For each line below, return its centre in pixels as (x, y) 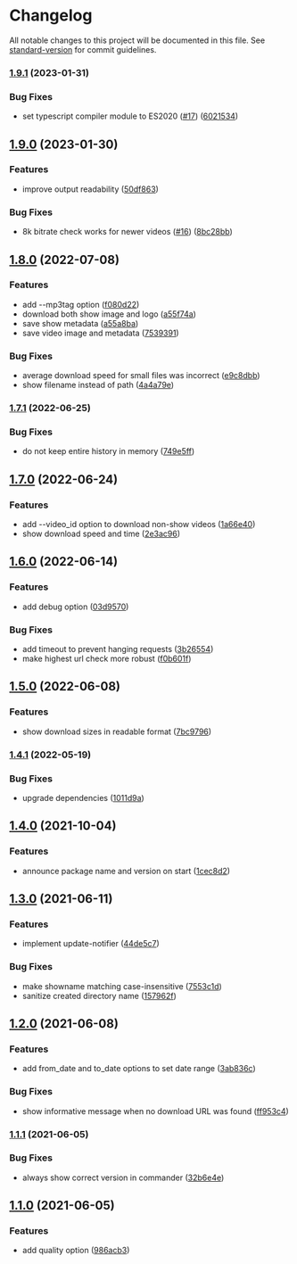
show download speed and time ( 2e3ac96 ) (101, 534)
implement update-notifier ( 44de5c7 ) (91, 944)
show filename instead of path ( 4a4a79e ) (98, 385)
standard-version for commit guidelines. (83, 49)
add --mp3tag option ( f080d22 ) (81, 304)
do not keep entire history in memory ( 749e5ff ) (108, 451)
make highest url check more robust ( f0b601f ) (107, 659)
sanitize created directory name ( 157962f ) (99, 996)
